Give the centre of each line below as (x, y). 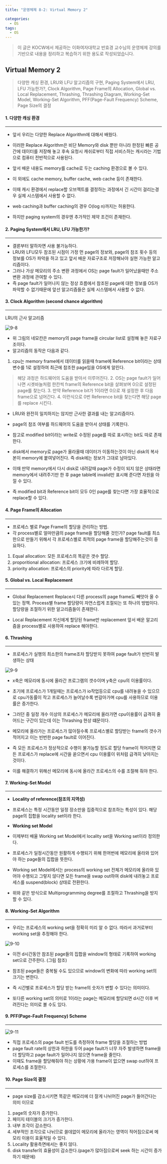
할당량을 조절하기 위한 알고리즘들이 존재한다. (56, 609)
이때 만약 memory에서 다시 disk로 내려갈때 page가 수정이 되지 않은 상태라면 (86, 468)
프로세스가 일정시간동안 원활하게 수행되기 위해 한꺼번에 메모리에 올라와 (81, 853)
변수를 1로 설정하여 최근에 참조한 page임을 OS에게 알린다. (69, 367)
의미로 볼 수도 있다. (48, 1004)
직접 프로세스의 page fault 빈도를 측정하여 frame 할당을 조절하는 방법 (80, 1042)
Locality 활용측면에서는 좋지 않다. (45, 1144)
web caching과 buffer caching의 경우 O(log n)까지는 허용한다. (74, 206)
